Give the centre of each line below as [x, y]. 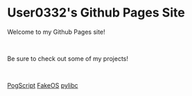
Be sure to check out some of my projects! [68, 58]
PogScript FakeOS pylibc [43, 85]
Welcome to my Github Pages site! [56, 32]
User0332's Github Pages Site [96, 13]
